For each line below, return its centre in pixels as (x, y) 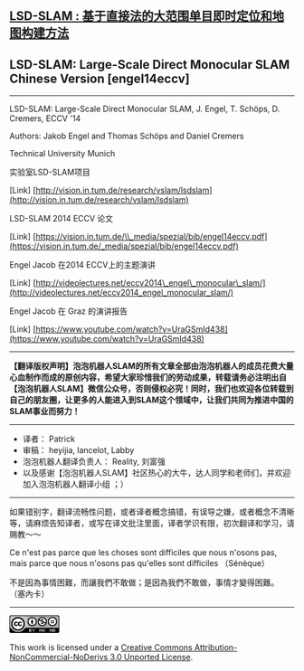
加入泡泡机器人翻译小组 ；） (75, 484)
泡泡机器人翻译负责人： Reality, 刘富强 (94, 462)
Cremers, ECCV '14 (45, 118)
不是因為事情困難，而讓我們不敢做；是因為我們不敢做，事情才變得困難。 (144, 582)
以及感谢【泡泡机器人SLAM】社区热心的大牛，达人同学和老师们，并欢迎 (157, 473)
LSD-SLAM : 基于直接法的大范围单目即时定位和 (141, 16)
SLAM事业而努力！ (45, 411)
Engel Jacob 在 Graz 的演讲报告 (69, 311)
